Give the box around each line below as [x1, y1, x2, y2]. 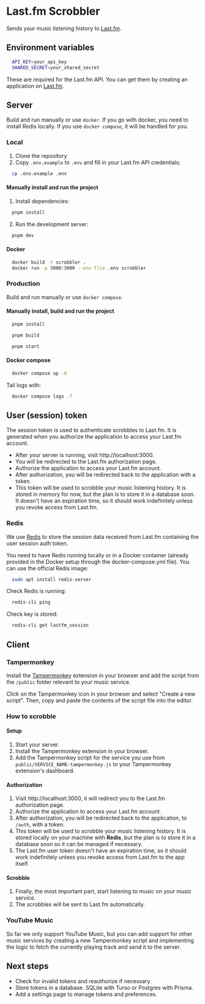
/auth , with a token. [15, 821, 65, 828]
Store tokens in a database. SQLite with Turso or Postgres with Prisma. [15, 984, 194, 991]
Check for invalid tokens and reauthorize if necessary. [15, 977, 152, 984]
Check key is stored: [6, 610, 58, 618]
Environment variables [6, 42, 95, 53]
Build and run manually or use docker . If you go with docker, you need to [6, 116, 188, 124]
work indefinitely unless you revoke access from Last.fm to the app [15, 853, 185, 861]
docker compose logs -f [12, 393, 72, 399]
